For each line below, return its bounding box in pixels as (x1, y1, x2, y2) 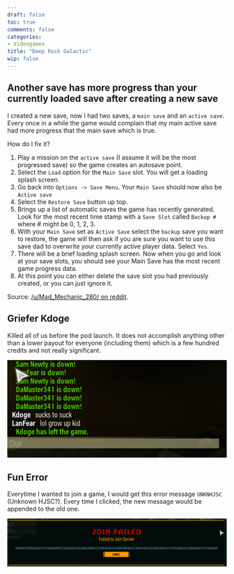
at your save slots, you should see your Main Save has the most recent (17, 256, 221, 265)
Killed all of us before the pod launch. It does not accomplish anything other (7, 331, 225, 339)
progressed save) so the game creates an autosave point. (17, 160, 183, 169)
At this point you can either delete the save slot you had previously (17, 272, 209, 280)
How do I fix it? (7, 139, 50, 148)
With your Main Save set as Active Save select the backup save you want (17, 227, 224, 235)
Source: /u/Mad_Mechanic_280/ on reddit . (7, 293, 129, 301)
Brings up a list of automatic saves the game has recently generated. (17, 205, 215, 213)
